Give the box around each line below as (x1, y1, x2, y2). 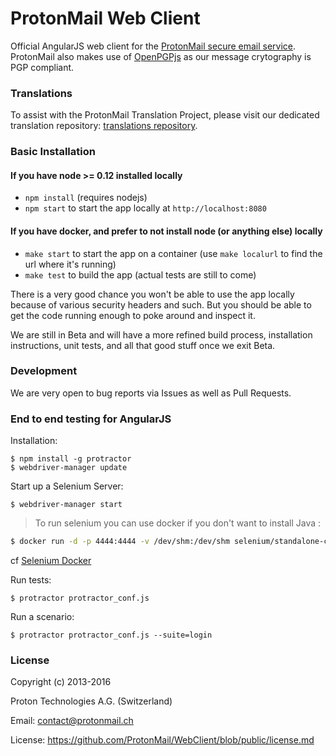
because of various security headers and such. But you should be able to (10, 298, 312, 311)
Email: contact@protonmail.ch (10, 715, 134, 727)
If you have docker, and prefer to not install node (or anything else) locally (10, 225, 323, 237)
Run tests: (10, 574, 52, 586)
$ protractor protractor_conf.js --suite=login (10, 630, 213, 641)
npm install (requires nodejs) (24, 192, 148, 204)
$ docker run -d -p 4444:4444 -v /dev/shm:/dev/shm (10, 537, 230, 547)
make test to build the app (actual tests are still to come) (24, 268, 257, 281)
